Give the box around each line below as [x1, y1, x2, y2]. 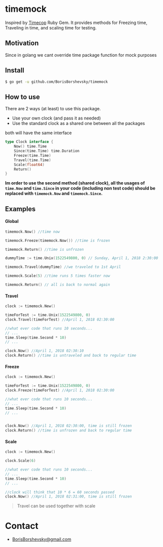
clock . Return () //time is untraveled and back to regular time [5, 353, 137, 358]
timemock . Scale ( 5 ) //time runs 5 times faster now [5, 273, 110, 279]
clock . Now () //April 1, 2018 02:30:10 [5, 349, 84, 354]
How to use [5, 93, 40, 101]
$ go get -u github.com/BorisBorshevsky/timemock [5, 79, 108, 84]
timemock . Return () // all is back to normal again [5, 283, 110, 287]
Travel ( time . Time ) [14, 158, 51, 163]
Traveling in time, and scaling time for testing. [5, 24, 97, 30]
